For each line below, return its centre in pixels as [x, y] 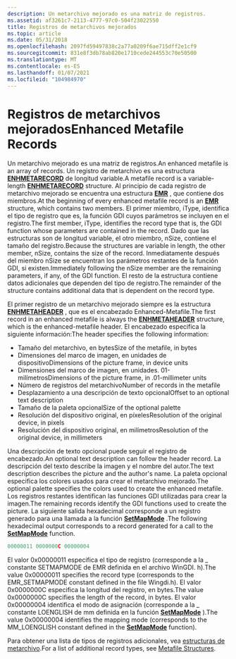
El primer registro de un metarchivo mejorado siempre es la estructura [109, 304]
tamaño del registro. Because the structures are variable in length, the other [116, 246]
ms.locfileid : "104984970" [47, 79]
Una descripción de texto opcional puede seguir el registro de [97, 451]
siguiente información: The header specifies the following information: [108, 334]
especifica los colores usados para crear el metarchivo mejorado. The [108, 481]
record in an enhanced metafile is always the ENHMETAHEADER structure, [116, 319]
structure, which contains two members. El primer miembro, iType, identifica [118, 208]
